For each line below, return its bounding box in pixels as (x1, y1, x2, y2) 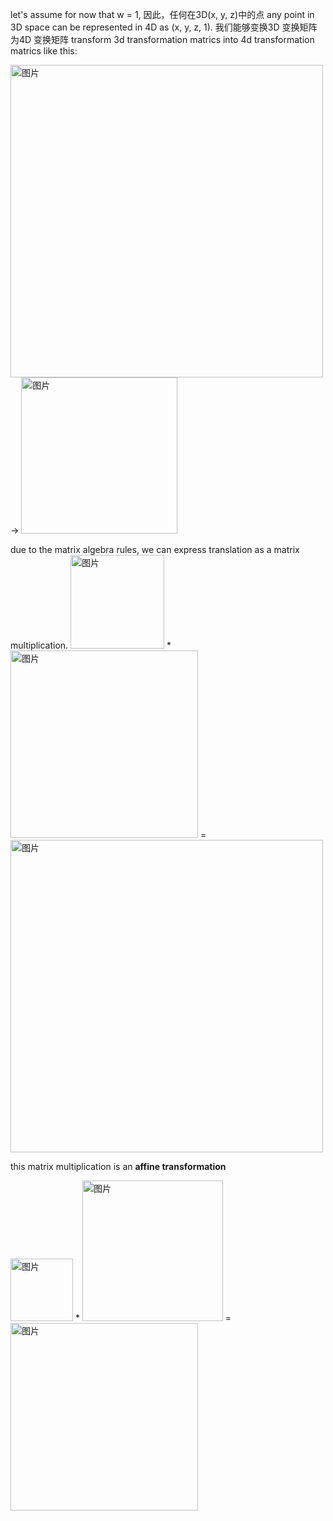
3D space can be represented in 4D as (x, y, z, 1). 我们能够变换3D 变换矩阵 (10, 21, 318, 33)
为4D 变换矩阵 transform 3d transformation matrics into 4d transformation (10, 34, 315, 45)
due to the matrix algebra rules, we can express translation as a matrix (10, 544, 300, 555)
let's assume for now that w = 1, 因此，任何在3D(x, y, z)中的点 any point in (10, 9, 315, 20)
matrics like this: (10, 45, 78, 57)
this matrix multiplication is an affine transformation (10, 1161, 227, 1172)
